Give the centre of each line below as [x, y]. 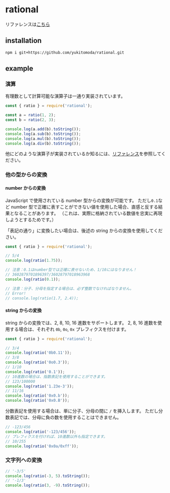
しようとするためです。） [31, 219]
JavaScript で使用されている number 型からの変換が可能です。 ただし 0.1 [82, 200]
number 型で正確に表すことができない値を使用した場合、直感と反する [84, 207]
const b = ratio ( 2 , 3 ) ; [31, 120]
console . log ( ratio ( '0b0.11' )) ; [39, 353]
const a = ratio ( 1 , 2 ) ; [31, 115]
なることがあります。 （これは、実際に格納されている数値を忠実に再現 [88, 213]
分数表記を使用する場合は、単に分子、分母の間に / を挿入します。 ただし [82, 411]
